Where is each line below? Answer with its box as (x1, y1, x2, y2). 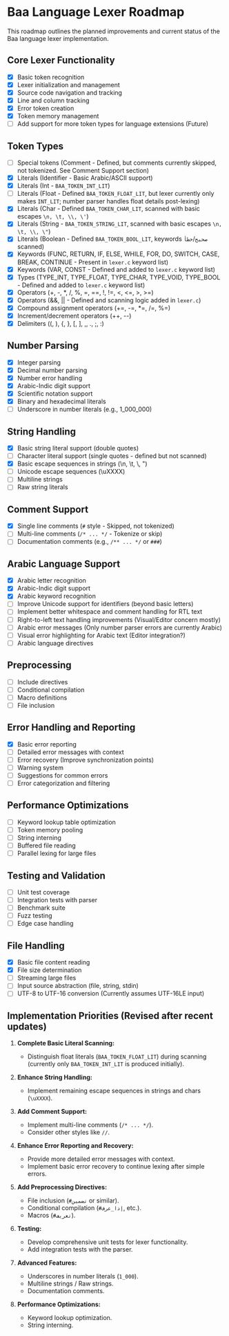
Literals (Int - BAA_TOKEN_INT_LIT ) (17, 181, 110, 190)
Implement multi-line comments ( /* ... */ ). (27, 1121, 154, 1129)
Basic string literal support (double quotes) (17, 444, 139, 452)
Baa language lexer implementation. (7, 34, 109, 42)
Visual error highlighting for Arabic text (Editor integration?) (17, 631, 186, 639)
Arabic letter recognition (17, 576, 86, 585)
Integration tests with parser (17, 896, 98, 904)
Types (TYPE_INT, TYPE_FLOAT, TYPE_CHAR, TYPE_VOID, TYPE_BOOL (17, 273, 221, 281)
